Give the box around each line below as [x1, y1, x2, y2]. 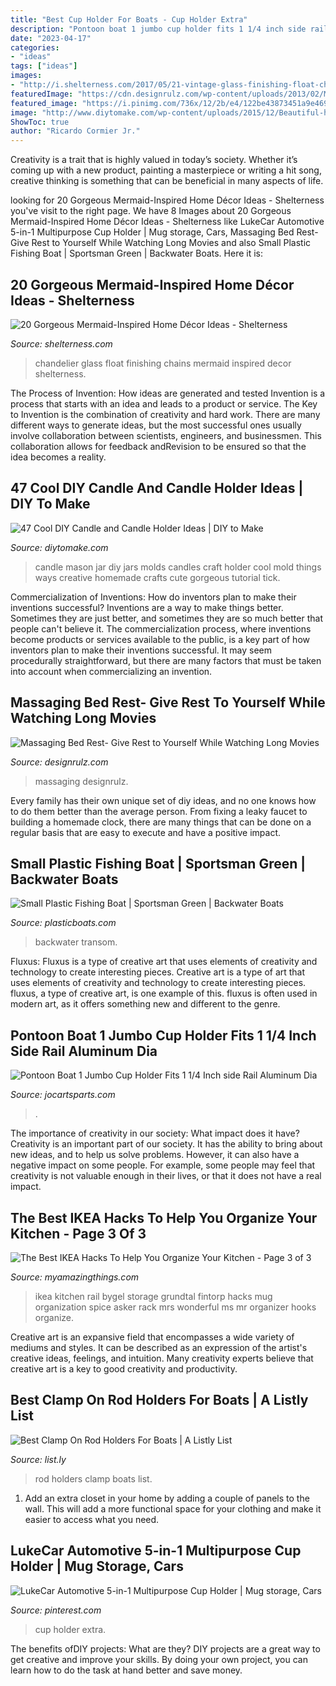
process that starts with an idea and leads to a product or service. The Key [10, 397, 318, 410]
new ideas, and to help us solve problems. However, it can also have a [10, 1149, 300, 1161]
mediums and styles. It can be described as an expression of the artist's [10, 1342, 308, 1353]
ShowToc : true [10, 117, 70, 127]
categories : [10, 42, 60, 53]
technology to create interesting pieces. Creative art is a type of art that [10, 966, 306, 978]
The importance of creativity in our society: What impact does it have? [10, 1127, 300, 1140]
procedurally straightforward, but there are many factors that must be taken [10, 654, 322, 666]
